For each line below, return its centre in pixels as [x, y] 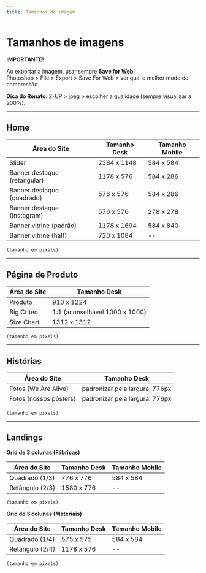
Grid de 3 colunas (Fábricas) [43, 452]
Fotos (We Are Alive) [39, 389]
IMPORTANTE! [25, 59]
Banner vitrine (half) [38, 235]
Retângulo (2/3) [32, 488]
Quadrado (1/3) [32, 477]
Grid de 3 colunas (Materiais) [44, 514]
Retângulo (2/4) [32, 549]
